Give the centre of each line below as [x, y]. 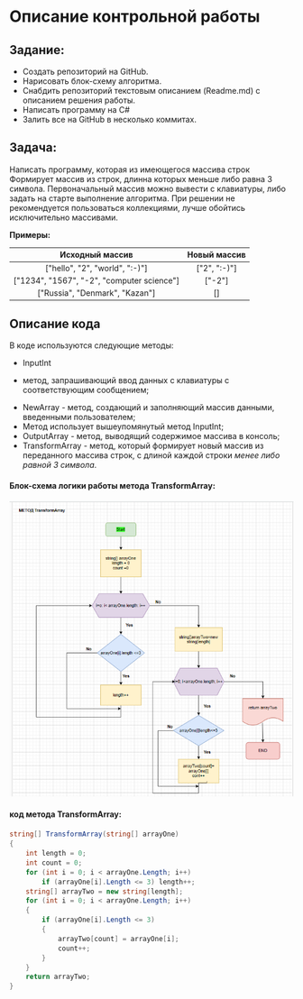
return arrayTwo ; [58, 977]
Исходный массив [96, 255]
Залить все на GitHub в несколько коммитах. [109, 119]
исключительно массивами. [64, 217]
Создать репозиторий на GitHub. [85, 71]
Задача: [33, 147]
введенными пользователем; [79, 417]
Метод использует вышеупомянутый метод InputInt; [123, 426]
